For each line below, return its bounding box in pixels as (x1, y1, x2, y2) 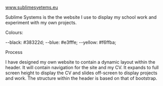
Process (5, 49, 23, 55)
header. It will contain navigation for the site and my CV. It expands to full (5, 65, 159, 70)
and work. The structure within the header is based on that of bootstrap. (5, 75, 157, 81)
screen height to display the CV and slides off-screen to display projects (5, 70, 157, 76)
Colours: (5, 30, 24, 35)
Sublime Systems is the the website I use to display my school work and (5, 14, 157, 20)
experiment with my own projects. (5, 20, 77, 25)
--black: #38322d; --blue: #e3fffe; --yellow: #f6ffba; (5, 39, 117, 45)
